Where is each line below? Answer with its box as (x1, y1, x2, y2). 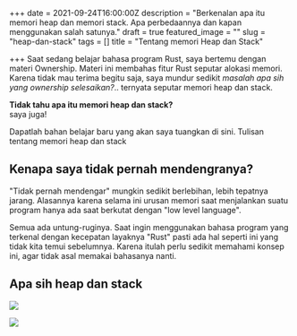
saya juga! (9, 109, 47, 119)
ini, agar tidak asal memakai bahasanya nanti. (9, 250, 177, 261)
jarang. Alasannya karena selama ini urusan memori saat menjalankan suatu (9, 194, 289, 205)
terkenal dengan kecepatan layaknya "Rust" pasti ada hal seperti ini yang (9, 231, 279, 242)
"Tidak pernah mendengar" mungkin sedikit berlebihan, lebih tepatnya (9, 185, 268, 196)
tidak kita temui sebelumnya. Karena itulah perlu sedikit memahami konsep (9, 241, 284, 252)
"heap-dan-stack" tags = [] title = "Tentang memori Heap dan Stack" (9, 36, 264, 47)
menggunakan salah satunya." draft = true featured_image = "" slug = (9, 27, 266, 37)
